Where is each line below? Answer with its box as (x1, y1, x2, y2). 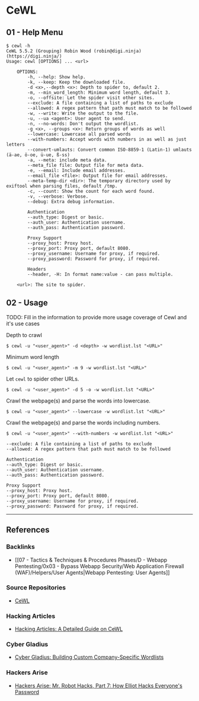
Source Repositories (6, 583, 66, 592)
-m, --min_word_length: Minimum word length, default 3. (27, 90, 171, 96)
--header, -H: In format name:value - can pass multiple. (27, 271, 174, 277)
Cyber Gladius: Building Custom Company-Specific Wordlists (14, 654, 164, 661)
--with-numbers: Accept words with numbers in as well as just (27, 137, 187, 142)
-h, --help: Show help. (27, 74, 86, 80)
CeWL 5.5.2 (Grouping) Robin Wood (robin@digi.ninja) (6, 48, 142, 54)
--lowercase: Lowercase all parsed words (27, 131, 131, 137)
